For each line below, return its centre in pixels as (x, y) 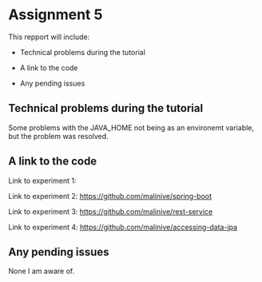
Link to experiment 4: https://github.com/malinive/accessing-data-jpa (123, 227)
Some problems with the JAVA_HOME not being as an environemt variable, (131, 127)
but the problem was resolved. (59, 136)
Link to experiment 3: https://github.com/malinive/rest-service (111, 211)
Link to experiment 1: (42, 181)
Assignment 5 (56, 15)
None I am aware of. (42, 271)
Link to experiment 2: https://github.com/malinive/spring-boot (110, 196)
